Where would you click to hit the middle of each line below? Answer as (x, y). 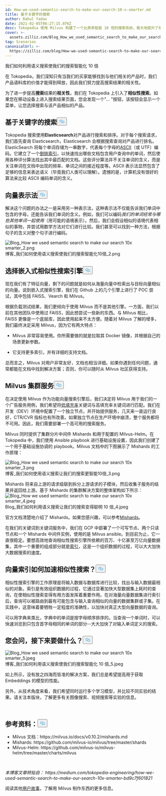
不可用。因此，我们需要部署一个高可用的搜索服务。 (57, 423)
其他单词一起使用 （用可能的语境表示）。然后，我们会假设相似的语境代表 (82, 221)
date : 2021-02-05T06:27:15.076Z (38, 23)
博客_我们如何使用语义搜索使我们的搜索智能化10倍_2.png (63, 254)
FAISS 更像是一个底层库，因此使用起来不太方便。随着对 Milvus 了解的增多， (82, 318)
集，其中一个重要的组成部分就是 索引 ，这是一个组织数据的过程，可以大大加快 (83, 546)
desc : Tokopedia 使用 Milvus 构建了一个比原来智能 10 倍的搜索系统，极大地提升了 (82, 28)
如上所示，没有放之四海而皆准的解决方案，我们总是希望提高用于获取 (74, 675)
